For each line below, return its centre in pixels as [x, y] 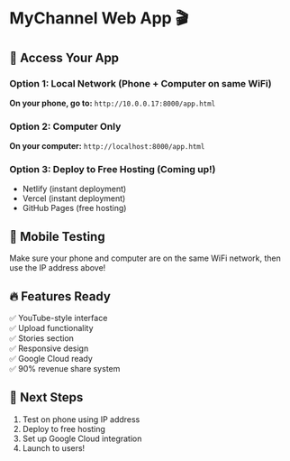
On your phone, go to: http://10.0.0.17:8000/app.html [113, 103]
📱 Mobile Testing [57, 236]
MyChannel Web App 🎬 [99, 18]
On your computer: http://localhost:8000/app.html [107, 146]
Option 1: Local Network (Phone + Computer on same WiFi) [140, 83]
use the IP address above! [58, 268]
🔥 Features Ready [60, 296]
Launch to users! [54, 447]
